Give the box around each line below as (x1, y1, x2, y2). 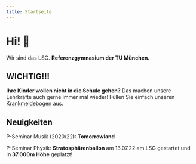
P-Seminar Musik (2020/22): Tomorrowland (6, 133, 115, 140)
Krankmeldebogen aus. (6, 100, 64, 107)
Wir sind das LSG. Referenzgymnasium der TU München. (6, 54, 150, 61)
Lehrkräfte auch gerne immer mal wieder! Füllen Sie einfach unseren (6, 94, 175, 101)
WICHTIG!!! (6, 71, 50, 81)
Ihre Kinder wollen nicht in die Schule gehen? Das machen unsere (6, 87, 171, 94)
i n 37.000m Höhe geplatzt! (6, 151, 73, 158)
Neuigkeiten (6, 117, 53, 127)
